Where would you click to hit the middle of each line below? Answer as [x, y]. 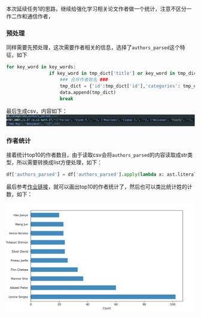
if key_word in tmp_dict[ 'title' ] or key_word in [112, 74]
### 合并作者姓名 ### [84, 80]
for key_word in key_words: [41, 67]
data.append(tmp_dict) [88, 92]
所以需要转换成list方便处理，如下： [60, 162]
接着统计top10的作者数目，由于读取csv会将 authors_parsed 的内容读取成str [97, 155]
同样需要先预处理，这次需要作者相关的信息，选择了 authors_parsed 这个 [93, 47]
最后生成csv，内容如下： [37, 111]
